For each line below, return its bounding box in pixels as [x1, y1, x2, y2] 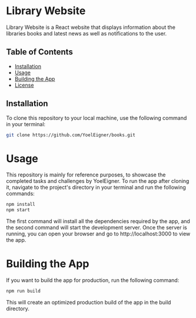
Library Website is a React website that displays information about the [6, 24, 175, 31]
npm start [6, 207, 31, 213]
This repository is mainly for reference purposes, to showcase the [6, 171, 166, 178]
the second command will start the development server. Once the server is [6, 224, 187, 231]
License [14, 81, 34, 88]
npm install [6, 202, 35, 208]
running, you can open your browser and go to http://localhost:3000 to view [6, 230, 191, 237]
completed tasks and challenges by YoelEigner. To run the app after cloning [6, 178, 190, 185]
